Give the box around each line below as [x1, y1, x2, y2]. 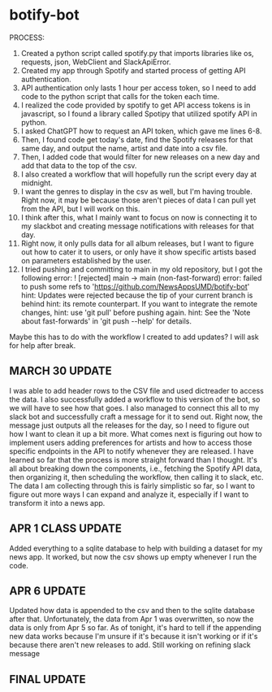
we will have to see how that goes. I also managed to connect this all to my [9, 403, 259, 412]
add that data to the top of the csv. [20, 160, 137, 170]
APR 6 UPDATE [9, 584, 86, 598]
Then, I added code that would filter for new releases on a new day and [20, 152, 261, 162]
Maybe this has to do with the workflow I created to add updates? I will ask [9, 332, 259, 342]
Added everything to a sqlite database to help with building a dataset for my [9, 543, 263, 553]
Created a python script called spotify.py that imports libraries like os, [20, 48, 254, 58]
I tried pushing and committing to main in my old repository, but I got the [20, 264, 263, 274]
